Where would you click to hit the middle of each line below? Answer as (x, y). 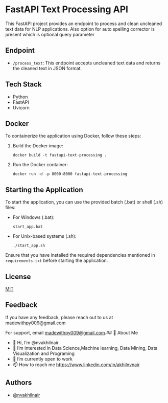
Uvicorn (21, 107)
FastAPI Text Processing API (67, 9)
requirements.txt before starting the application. (57, 261)
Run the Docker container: (40, 165)
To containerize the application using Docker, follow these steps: (73, 136)
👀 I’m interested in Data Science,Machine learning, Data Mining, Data (85, 348)
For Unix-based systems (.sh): (44, 236)
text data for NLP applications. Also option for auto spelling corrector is (80, 29)
